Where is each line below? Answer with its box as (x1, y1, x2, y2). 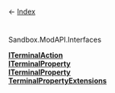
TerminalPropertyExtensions (8, 76, 107, 86)
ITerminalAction (8, 51, 64, 60)
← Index (8, 7, 36, 16)
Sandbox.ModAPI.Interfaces (8, 35, 102, 45)
